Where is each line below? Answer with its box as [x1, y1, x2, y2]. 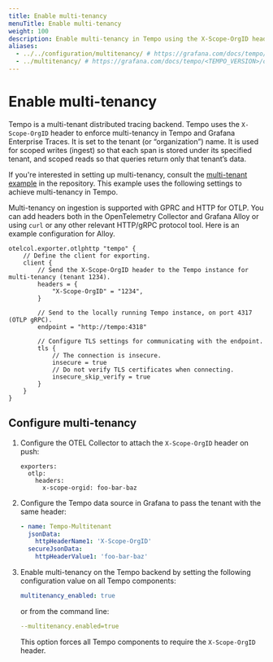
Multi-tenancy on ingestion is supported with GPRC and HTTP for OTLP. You [8, 203, 264, 213]
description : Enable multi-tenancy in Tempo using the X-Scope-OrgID [8, 34, 249, 43]
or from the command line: [19, 606, 110, 616]
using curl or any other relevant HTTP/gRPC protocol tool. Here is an [8, 220, 240, 230]
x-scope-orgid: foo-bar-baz [41, 484, 137, 492]
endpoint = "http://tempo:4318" [37, 322, 148, 331]
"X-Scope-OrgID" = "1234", [51, 287, 144, 296]
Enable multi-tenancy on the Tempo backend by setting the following [19, 568, 251, 577]
